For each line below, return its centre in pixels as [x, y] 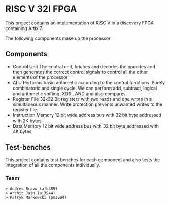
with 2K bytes [27, 121]
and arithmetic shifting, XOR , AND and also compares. [70, 93]
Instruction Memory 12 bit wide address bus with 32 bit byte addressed [87, 115]
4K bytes [22, 131]
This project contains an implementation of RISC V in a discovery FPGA [79, 23]
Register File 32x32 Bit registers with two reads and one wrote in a [82, 99]
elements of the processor [40, 77]
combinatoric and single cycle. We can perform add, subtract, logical [85, 88]
